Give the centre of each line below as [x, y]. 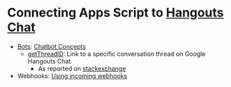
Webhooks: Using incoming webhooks [72, 76]
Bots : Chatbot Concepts [52, 46]
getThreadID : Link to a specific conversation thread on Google [117, 54]
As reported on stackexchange [82, 68]
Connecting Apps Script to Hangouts [115, 13]
